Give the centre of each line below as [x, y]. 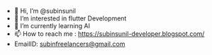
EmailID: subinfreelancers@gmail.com [69, 44]
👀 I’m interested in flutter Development [70, 18]
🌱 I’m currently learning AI [52, 26]
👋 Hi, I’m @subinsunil [45, 11]
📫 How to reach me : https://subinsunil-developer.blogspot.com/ [109, 34]
